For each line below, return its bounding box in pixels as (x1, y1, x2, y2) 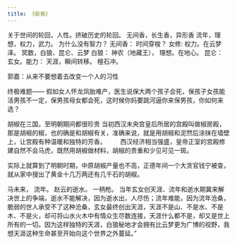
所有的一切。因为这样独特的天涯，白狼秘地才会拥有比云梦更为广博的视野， (7, 220, 224, 228)
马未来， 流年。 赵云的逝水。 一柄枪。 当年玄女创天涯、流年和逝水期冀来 (7, 185, 219, 193)
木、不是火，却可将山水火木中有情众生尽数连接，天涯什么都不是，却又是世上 (7, 211, 230, 219)
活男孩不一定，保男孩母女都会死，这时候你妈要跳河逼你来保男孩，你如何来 (7, 96, 224, 104)
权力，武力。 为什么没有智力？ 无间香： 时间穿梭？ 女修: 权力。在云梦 (19, 39, 222, 48)
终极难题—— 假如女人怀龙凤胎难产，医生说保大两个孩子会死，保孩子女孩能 (7, 87, 226, 95)
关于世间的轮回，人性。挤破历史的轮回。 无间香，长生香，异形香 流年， (7, 30, 215, 39)
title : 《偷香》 (7, 10, 51, 18)
